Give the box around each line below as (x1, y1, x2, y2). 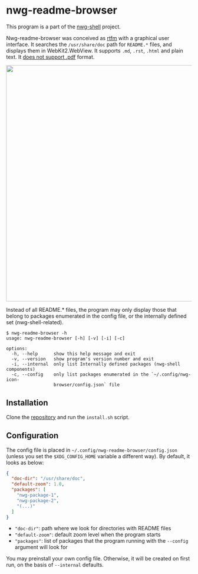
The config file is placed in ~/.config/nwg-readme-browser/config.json (6, 446, 178, 454)
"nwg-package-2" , (16, 497, 60, 504)
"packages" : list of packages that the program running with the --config (14, 537, 189, 544)
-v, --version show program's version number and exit (11, 356, 154, 362)
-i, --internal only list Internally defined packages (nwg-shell (11, 361, 181, 367)
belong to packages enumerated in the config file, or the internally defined (6, 312, 187, 319)
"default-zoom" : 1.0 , (11, 481, 65, 487)
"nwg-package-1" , (16, 493, 60, 498)
